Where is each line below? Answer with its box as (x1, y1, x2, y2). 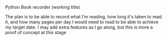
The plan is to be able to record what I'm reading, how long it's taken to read (5, 14, 162, 19)
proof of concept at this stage (5, 30, 66, 35)
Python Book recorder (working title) (5, 4, 80, 10)
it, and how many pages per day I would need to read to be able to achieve (5, 19, 159, 25)
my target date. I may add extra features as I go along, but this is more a (5, 24, 153, 30)
